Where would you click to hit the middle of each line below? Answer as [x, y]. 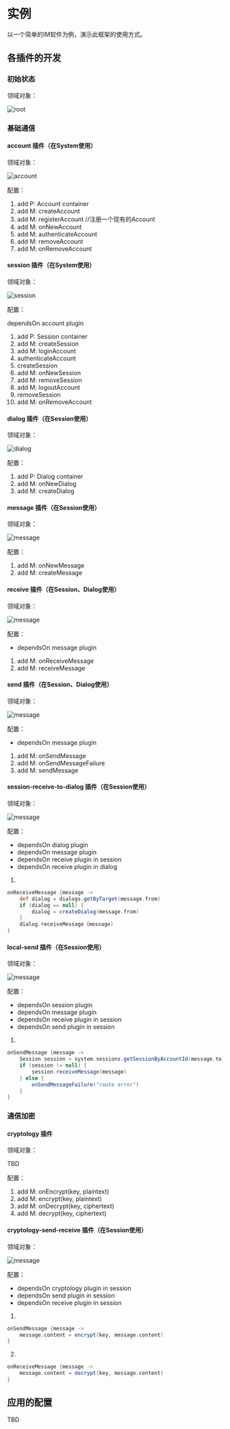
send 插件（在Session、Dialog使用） [60, 685]
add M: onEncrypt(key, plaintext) [63, 1191]
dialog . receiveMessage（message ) [67, 924]
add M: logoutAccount [49, 387]
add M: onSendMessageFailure [61, 763]
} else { [32, 1078]
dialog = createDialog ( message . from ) [85, 911]
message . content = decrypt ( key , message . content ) [92, 1374]
